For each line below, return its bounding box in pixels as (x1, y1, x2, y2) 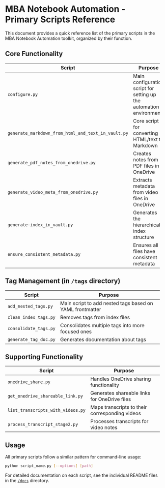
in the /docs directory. (5, 478, 50, 484)
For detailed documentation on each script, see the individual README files (5, 472, 158, 478)
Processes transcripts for (90, 418, 149, 425)
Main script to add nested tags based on (60, 300, 153, 306)
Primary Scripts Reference (5, 14, 115, 25)
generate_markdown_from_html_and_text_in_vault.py (7, 130, 129, 136)
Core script (133, 117, 159, 124)
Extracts (133, 176, 152, 183)
